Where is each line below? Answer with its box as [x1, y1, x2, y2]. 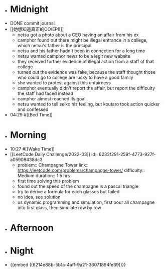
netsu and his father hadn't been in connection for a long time [17, 48, 145, 54]
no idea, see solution [17, 194, 61, 200]
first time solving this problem [17, 178, 79, 184]
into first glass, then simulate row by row [17, 204, 102, 210]
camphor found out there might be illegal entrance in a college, [17, 37, 148, 43]
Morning [10, 129, 47, 141]
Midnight [10, 4, 49, 15]
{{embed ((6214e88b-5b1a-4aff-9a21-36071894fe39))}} [10, 262, 126, 267]
